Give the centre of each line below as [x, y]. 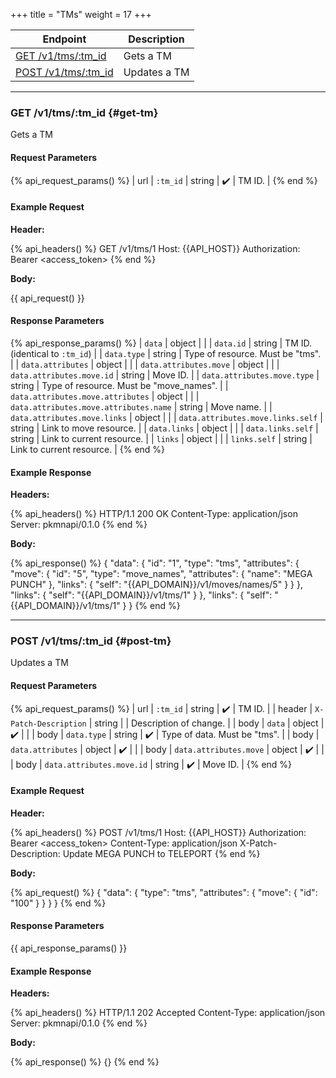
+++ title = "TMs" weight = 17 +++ [81, 14]
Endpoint [64, 39]
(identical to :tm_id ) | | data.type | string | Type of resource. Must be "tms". [166, 353]
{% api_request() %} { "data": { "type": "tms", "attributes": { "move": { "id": [164, 892]
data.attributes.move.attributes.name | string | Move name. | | [141, 406]
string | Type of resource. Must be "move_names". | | [119, 385]
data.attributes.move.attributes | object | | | [105, 396]
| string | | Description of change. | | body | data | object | [206, 723]
